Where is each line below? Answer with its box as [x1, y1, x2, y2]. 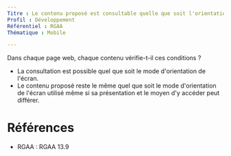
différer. [16, 96, 40, 105]
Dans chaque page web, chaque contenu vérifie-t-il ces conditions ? [7, 54, 201, 62]
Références [7, 120, 74, 135]
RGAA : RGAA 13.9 [16, 143, 69, 151]
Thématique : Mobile [7, 29, 67, 36]
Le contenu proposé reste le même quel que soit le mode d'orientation [16, 81, 217, 90]
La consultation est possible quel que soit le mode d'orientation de [16, 67, 206, 75]
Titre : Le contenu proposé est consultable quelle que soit [7, 10, 186, 17]
